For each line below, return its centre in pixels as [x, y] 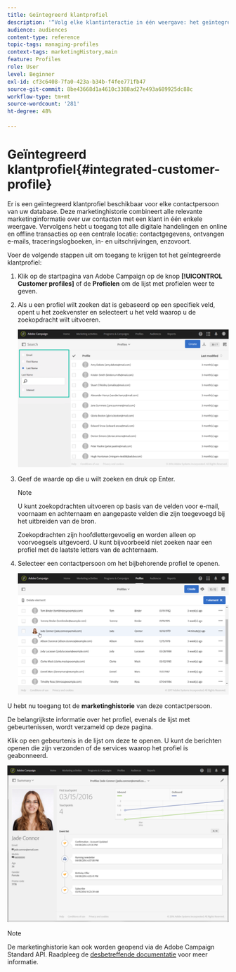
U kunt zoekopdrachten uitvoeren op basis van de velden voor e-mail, [118, 506]
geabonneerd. [28, 756]
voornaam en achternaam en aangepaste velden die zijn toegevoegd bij [121, 514]
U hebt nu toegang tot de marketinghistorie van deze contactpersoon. [110, 706]
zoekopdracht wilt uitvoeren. [59, 320]
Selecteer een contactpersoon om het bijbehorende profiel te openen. [119, 564]
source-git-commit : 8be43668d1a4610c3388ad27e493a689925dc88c [100, 89]
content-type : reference [44, 37]
